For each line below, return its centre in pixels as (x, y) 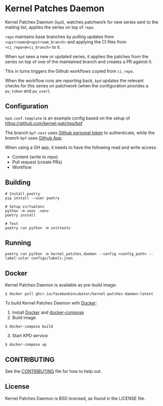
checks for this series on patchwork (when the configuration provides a (77, 85)
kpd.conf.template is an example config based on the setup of (68, 118)
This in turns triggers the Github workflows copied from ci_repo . (70, 71)
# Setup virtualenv (25, 206)
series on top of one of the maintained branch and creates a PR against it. (79, 61)
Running (18, 243)
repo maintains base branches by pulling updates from (60, 37)
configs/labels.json (52, 258)
